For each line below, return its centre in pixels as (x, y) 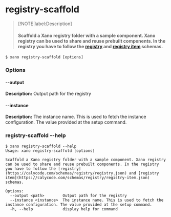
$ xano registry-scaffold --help (41, 146)
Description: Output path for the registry (48, 94)
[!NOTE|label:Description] (45, 24)
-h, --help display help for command (64, 209)
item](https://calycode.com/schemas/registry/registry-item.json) (78, 177)
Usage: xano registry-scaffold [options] (50, 151)
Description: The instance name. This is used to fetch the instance (76, 117)
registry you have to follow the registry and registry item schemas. (90, 46)
